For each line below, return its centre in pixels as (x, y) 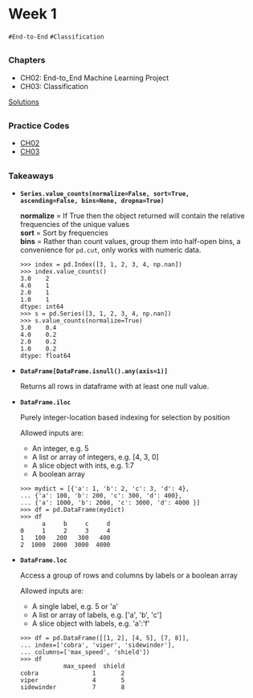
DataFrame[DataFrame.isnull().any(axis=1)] (94, 371)
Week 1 (33, 14)
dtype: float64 (45, 356)
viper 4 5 (72, 680)
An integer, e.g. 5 (60, 448)
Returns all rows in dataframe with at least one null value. (114, 387)
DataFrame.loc (43, 561)
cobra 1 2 (72, 674)
